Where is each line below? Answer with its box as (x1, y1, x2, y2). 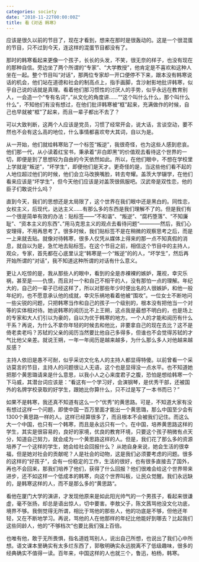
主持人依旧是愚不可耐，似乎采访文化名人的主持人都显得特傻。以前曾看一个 (6, 357, 188, 364)
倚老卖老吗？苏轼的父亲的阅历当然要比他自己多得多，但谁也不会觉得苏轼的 (6, 329, 188, 336)
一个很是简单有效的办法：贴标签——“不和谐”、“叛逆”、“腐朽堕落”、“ (6, 213, 173, 220)
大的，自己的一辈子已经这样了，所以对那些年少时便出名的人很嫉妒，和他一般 (6, 285, 193, 292)
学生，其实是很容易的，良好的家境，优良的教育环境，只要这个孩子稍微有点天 (6, 428, 193, 435)
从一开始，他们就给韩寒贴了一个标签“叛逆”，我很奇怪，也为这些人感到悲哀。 (6, 141, 192, 148)
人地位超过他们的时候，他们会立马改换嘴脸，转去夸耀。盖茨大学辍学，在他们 (6, 171, 193, 178)
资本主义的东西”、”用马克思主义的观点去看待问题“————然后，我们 (21, 220, 187, 227)
